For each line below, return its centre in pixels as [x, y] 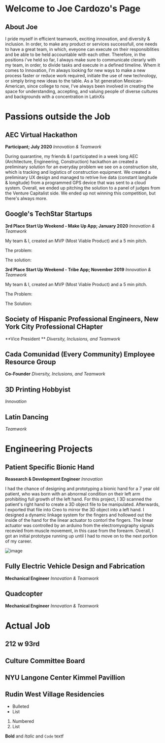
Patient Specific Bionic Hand [50, 467]
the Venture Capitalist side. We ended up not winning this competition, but [81, 193]
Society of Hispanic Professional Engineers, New [82, 319]
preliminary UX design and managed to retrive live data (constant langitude [81, 177]
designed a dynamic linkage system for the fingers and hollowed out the [78, 515]
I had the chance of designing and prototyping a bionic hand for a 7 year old [82, 489]
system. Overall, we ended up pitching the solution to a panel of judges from [83, 188]
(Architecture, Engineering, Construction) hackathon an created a [71, 162]
